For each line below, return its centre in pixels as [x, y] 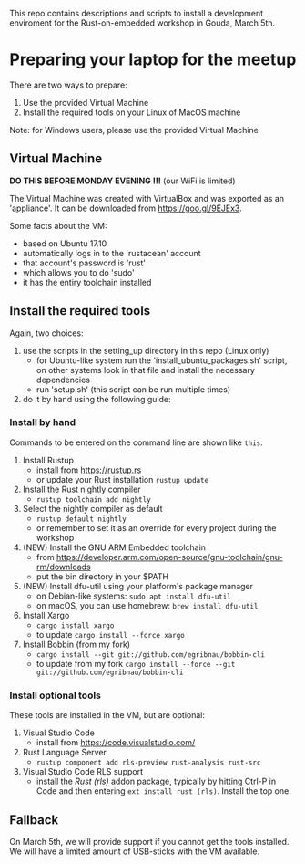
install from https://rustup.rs [89, 470]
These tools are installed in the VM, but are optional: [107, 715]
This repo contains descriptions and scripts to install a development [137, 13]
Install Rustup [48, 460]
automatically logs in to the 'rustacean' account [112, 253]
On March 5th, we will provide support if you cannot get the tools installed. [149, 841]
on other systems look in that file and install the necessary [145, 370]
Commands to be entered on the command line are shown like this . [137, 442]
